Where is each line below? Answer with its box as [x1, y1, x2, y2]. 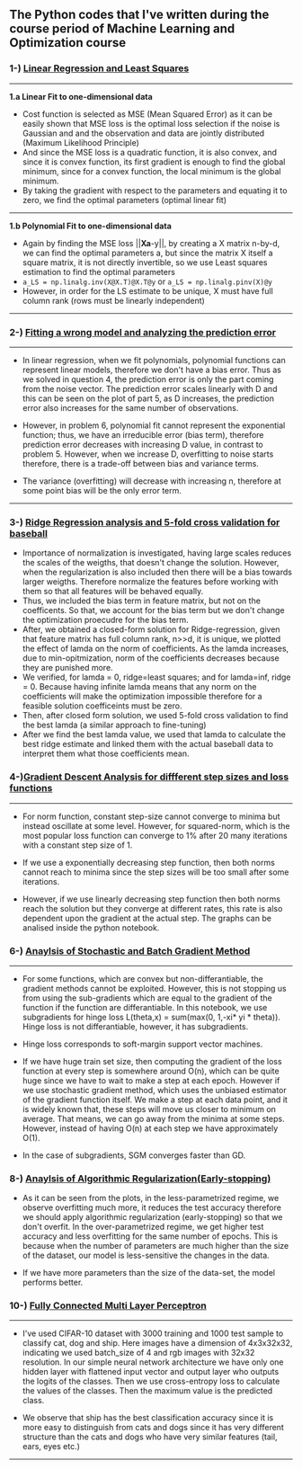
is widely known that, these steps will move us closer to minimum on [22, 1103, 277, 1114]
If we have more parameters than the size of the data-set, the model [22, 1268, 276, 1278]
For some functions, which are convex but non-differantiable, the [22, 973, 263, 984]
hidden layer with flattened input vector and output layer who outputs [22, 1367, 280, 1377]
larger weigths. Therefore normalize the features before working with [22, 576, 279, 587]
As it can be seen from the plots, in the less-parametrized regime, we [22, 1193, 280, 1204]
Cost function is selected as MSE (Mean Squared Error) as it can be [22, 108, 272, 120]
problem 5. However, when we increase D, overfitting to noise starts [22, 449, 274, 459]
